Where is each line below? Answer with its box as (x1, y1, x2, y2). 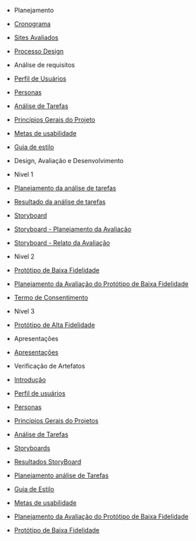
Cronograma (13, 20, 51, 28)
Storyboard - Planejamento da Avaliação (13, 225, 132, 233)
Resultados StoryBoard (13, 458, 82, 465)
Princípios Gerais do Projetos (13, 417, 99, 424)
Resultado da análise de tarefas (13, 198, 106, 206)
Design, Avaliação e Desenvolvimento (13, 157, 124, 165)
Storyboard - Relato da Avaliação (13, 239, 111, 246)
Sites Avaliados (13, 33, 59, 42)
